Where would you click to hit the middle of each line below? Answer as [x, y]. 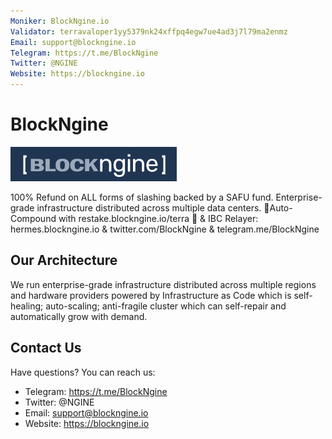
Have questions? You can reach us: [83, 372]
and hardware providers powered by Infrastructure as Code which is [151, 295]
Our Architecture [64, 260]
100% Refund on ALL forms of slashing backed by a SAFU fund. [142, 197]
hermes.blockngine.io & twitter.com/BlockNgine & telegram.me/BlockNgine [165, 229]
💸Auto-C [278, 207]
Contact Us [46, 348]
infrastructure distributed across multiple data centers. [149, 207]
